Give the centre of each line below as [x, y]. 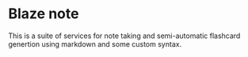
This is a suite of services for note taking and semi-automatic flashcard [124, 36]
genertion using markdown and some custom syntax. [95, 44]
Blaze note [44, 14]
